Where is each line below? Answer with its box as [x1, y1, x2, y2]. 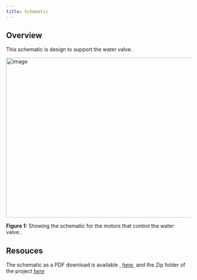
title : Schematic [6, 8, 49, 15]
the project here [6, 268, 45, 275]
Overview [6, 31, 43, 41]
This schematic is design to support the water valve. [6, 46, 133, 53]
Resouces [6, 245, 43, 256]
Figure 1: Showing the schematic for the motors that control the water [6, 222, 174, 229]
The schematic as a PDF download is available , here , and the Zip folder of [6, 261, 186, 268]
